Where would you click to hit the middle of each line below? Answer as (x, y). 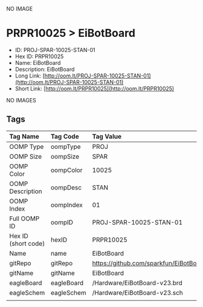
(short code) (27, 243)
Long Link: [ (30, 76)
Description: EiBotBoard (45, 69)
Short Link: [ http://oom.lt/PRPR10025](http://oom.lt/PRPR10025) (95, 88)
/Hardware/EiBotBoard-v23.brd (137, 283)
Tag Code (65, 136)
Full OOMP (24, 219)
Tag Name (24, 136)
